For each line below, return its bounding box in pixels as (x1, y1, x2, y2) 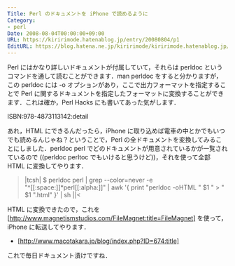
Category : (7, 17, 36, 24)
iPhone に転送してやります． (7, 222, 90, 231)
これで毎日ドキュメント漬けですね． (7, 251, 112, 260)
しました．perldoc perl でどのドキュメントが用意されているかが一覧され (19, 145, 228, 152)
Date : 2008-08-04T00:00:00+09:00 (7, 29, 105, 37)
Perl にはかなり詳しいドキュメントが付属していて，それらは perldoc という (7, 63, 223, 71)
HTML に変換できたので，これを (7, 205, 100, 213)
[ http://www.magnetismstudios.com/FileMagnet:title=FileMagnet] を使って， (7, 214, 227, 222)
